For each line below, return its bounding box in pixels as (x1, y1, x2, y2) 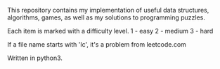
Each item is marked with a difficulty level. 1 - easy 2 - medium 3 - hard (7, 27, 214, 35)
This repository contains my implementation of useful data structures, (7, 6, 209, 14)
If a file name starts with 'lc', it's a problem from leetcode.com (7, 40, 186, 48)
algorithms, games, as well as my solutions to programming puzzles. (7, 13, 205, 22)
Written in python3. (7, 54, 63, 62)
